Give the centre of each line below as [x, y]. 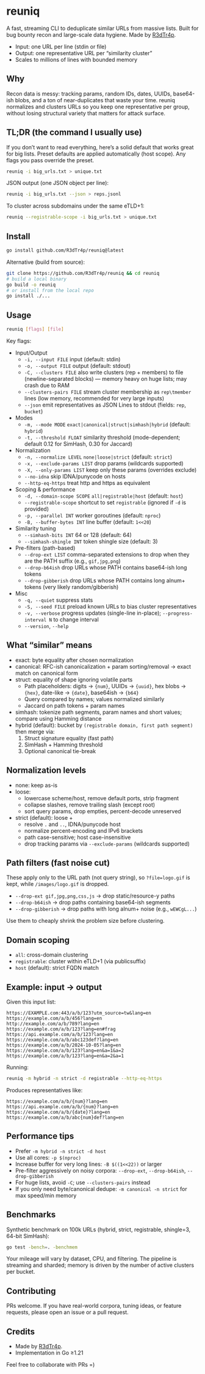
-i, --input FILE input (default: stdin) [72, 359]
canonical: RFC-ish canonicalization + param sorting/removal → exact [103, 666]
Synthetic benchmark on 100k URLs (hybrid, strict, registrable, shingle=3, [99, 1229]
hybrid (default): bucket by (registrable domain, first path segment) [104, 725]
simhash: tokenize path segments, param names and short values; [98, 712]
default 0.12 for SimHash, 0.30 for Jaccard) [78, 444]
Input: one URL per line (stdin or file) [61, 47]
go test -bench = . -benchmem [42, 1247]
